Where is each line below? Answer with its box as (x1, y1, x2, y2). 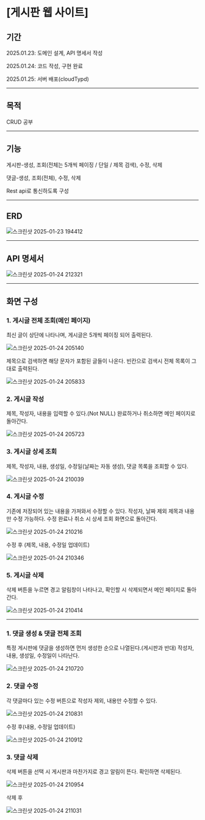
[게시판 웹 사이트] (6, 6, 88, 20)
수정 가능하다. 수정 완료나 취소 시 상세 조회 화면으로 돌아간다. (12, 515, 157, 522)
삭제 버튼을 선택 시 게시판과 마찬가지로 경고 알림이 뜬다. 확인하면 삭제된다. (6, 768, 182, 775)
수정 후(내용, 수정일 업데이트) (6, 723, 76, 730)
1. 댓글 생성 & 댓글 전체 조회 (6, 629, 82, 638)
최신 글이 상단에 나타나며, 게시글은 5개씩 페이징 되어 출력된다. (6, 331, 153, 338)
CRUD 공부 (6, 118, 34, 126)
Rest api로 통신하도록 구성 (6, 187, 69, 194)
